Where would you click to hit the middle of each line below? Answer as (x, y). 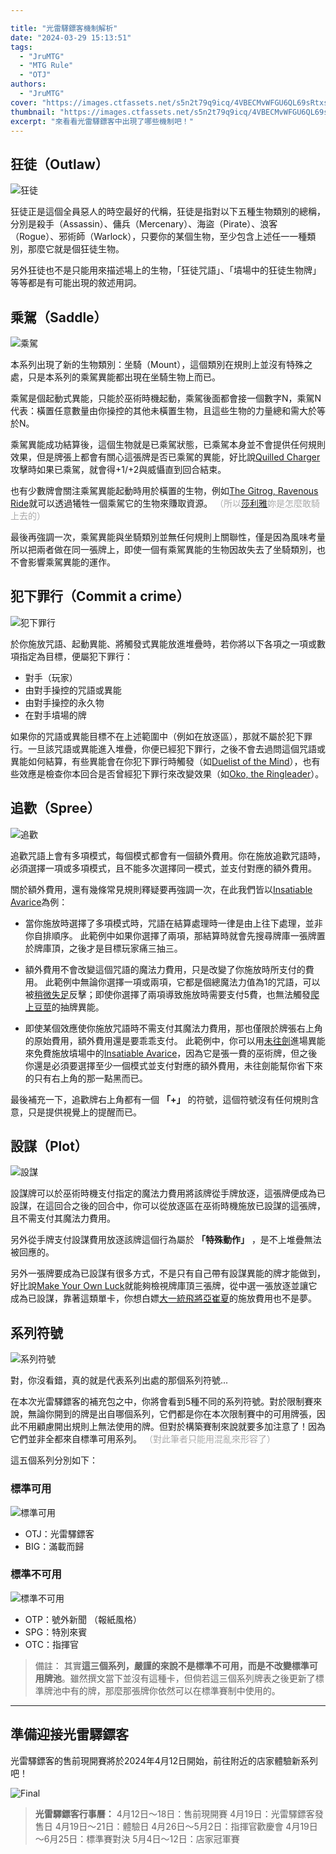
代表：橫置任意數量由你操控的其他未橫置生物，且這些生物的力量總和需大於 (163, 410)
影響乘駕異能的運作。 (71, 562)
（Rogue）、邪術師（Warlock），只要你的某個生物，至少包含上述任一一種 (159, 237)
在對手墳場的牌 (55, 715)
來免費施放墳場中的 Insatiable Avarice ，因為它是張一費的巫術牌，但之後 (171, 1053)
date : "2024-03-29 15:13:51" (71, 37)
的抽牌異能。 (78, 1007)
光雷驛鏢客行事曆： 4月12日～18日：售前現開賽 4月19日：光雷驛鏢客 (174, 1813)
